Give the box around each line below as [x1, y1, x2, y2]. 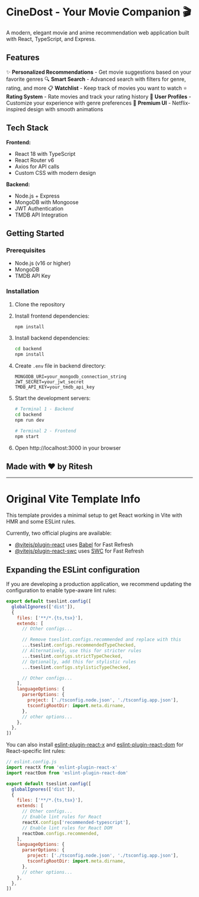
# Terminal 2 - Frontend [14, 428, 76, 434]
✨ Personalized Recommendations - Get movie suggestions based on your [6, 68, 191, 76]
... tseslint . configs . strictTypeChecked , [21, 653, 123, 659]
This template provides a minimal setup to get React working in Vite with [6, 512, 182, 519]
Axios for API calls [14, 162, 60, 170]
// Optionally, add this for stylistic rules [21, 658, 136, 664]
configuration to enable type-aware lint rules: [6, 587, 117, 594]
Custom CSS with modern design [14, 169, 96, 176]
